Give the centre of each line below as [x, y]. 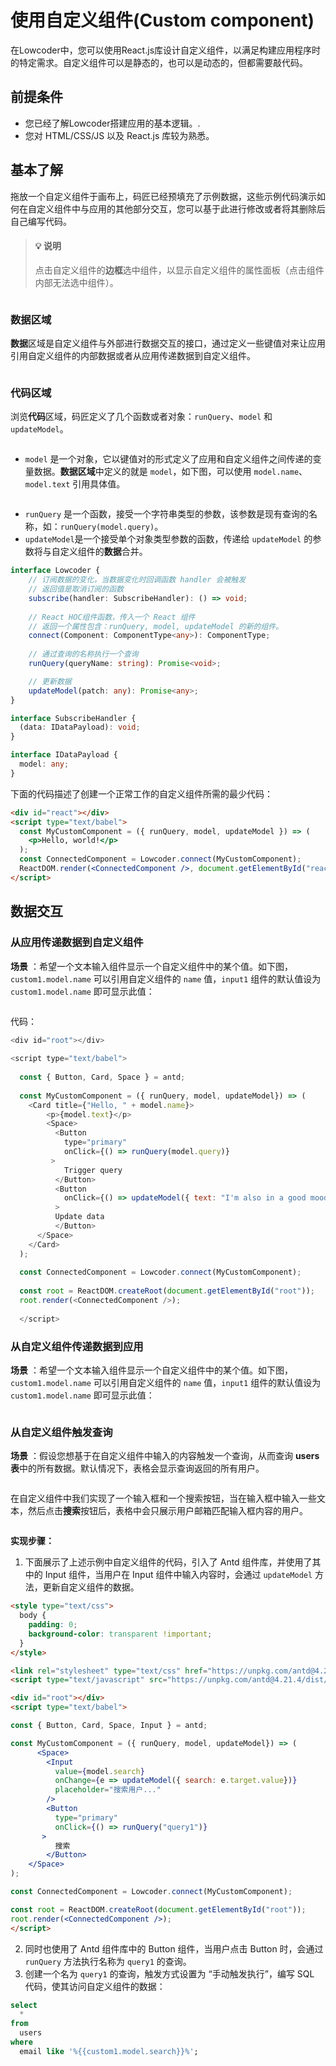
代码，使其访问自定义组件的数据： [95, 1986]
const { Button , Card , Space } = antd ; [102, 1077]
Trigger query [93, 1170]
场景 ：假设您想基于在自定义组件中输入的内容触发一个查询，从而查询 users [165, 1456]
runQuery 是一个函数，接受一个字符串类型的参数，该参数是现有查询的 [167, 514]
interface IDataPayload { [64, 755]
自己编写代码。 [41, 221]
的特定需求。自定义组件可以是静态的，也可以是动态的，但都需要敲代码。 [159, 62]
